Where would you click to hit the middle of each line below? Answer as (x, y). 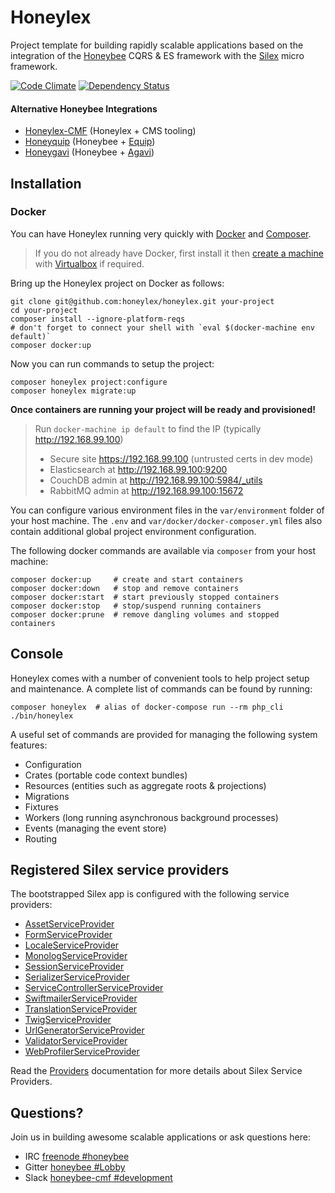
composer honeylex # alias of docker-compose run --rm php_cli (147, 707)
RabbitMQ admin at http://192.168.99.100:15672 (146, 490)
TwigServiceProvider (68, 1020)
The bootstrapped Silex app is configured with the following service (150, 894)
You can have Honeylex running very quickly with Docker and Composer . (161, 233)
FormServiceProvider (68, 935)
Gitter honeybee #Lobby (75, 1167)
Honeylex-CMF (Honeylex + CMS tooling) (110, 131)
